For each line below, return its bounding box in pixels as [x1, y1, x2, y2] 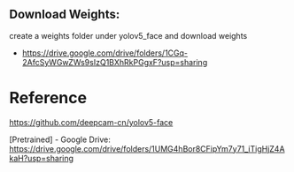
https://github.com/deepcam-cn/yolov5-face [9, 116, 174, 127]
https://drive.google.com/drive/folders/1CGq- [21, 48, 189, 58]
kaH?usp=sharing [9, 153, 73, 163]
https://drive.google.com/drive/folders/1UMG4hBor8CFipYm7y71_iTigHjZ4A [9, 143, 285, 153]
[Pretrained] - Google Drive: [9, 134, 111, 145]
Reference [9, 88, 87, 108]
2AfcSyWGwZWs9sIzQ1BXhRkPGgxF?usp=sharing [21, 56, 208, 67]
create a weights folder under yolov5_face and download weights [9, 30, 248, 41]
